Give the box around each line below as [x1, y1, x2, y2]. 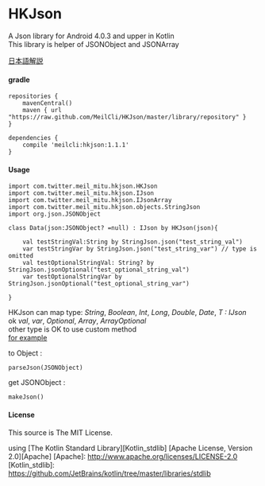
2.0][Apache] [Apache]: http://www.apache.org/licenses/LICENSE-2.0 [8, 451, 238, 461]
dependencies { [8, 134, 59, 142]
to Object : [8, 348, 43, 358]
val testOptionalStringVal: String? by [22, 259, 155, 267]
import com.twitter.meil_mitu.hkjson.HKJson [8, 182, 158, 191]
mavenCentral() [22, 99, 73, 107]
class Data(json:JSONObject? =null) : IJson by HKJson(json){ [8, 224, 218, 232]
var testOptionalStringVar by [22, 273, 123, 281]
